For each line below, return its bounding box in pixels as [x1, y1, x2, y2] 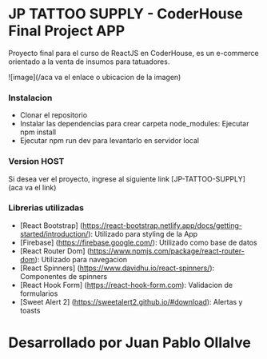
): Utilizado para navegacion [34, 254, 128, 264]
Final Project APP [8, 22, 126, 40]
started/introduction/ [19, 229, 89, 238]
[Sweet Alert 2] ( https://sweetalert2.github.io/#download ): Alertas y [19, 297, 243, 306]
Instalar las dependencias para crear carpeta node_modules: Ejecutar [19, 119, 249, 129]
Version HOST [8, 156, 65, 167]
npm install [19, 127, 57, 137]
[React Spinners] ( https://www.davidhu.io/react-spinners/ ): [19, 263, 215, 273]
